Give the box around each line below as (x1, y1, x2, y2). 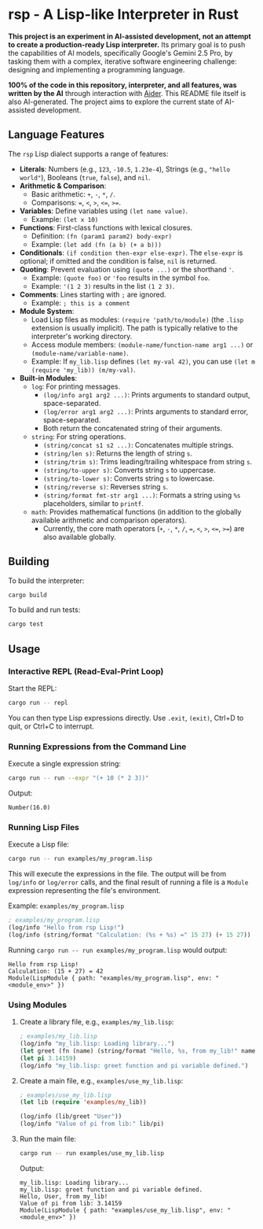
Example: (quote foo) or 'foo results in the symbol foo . (31, 273, 210, 282)
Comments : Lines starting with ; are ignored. (19, 290, 166, 299)
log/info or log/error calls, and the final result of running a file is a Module (8, 877, 249, 887)
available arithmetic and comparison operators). (31, 515, 187, 525)
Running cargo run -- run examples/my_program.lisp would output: (8, 945, 228, 954)
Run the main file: (19, 1135, 77, 1144)
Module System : (19, 306, 75, 316)
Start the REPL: (8, 684, 57, 693)
